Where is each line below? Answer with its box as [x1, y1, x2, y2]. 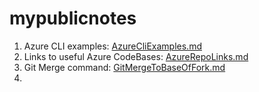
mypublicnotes [9, 7, 137, 30]
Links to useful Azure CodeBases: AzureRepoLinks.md [23, 50, 249, 62]
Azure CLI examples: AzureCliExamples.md [23, 40, 202, 52]
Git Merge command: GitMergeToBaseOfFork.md [23, 61, 226, 73]
